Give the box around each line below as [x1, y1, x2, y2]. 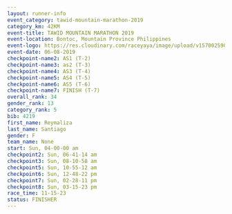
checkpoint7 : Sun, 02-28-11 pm [7, 177, 97, 184]
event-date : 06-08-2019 [7, 49, 76, 56]
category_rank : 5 [7, 106, 57, 113]
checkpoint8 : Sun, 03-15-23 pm [7, 184, 97, 191]
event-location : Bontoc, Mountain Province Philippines [7, 36, 171, 43]
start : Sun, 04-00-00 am [7, 145, 79, 152]
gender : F [7, 132, 36, 139]
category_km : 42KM [7, 23, 60, 30]
